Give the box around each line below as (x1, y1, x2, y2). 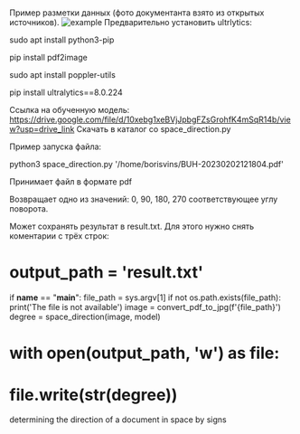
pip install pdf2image (9, 52, 88, 63)
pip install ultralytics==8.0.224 (9, 87, 124, 98)
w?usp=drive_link (9, 124, 75, 135)
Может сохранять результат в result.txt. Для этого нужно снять (9, 221, 255, 232)
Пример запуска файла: (9, 141, 102, 152)
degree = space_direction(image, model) (9, 311, 161, 323)
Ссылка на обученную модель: (9, 105, 130, 116)
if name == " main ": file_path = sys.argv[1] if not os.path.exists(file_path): (9, 292, 282, 303)
